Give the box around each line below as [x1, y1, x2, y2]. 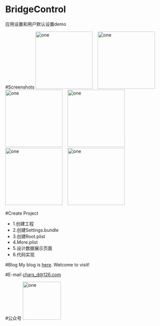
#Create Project [5, 210, 39, 216]
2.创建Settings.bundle [12, 227, 59, 233]
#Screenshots [5, 84, 35, 90]
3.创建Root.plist [12, 233, 46, 240]
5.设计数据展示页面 [12, 245, 52, 251]
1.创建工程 [12, 220, 34, 227]
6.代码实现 [12, 251, 35, 257]
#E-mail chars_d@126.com [5, 271, 61, 278]
